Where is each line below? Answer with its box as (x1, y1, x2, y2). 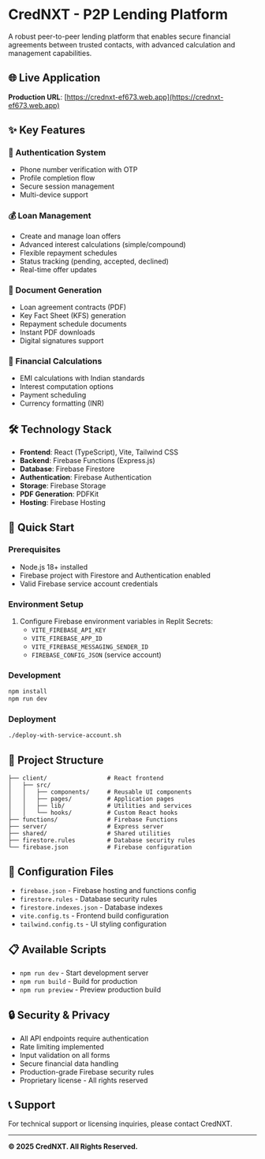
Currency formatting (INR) (19, 398, 105, 408)
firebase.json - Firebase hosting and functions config (19, 885, 197, 895)
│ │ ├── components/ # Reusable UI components (8, 788, 192, 796)
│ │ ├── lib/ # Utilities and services (8, 802, 192, 810)
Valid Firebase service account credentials (19, 578, 159, 589)
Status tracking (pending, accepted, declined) (19, 256, 170, 266)
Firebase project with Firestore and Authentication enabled (19, 570, 211, 580)
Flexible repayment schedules (19, 248, 118, 257)
